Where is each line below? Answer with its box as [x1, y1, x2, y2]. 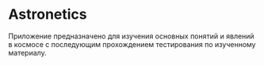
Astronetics [8, 5, 87, 23]
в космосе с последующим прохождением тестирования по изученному [8, 39, 256, 49]
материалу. [8, 48, 47, 57]
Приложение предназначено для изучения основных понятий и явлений [8, 31, 255, 41]
